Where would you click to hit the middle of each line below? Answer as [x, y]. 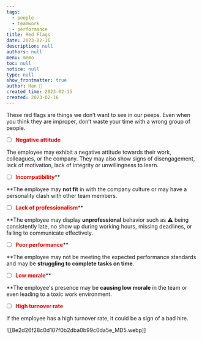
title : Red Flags [28, 35]
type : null [20, 75]
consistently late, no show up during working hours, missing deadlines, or [99, 226]
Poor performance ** [42, 244]
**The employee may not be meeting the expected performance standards [101, 257]
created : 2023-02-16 [33, 97]
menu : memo [20, 58]
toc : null [19, 63]
